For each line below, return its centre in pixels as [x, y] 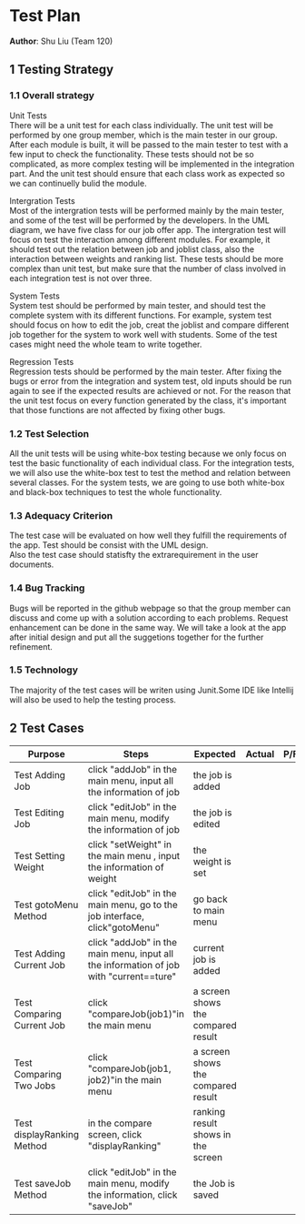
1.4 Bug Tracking [47, 588]
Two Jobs [35, 1086]
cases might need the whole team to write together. [106, 344]
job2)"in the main [124, 1079]
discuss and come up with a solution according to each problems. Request [149, 617]
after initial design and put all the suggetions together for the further [137, 637]
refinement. [31, 646]
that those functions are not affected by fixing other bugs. [118, 410]
